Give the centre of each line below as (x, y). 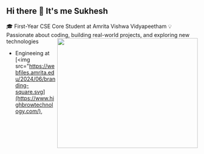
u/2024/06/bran (35, 79)
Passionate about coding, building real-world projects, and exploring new (98, 35)
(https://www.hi (35, 98)
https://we (42, 66)
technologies (22, 41)
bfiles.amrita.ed (35, 72)
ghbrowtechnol (34, 104)
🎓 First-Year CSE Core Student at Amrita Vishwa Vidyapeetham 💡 (89, 26)
